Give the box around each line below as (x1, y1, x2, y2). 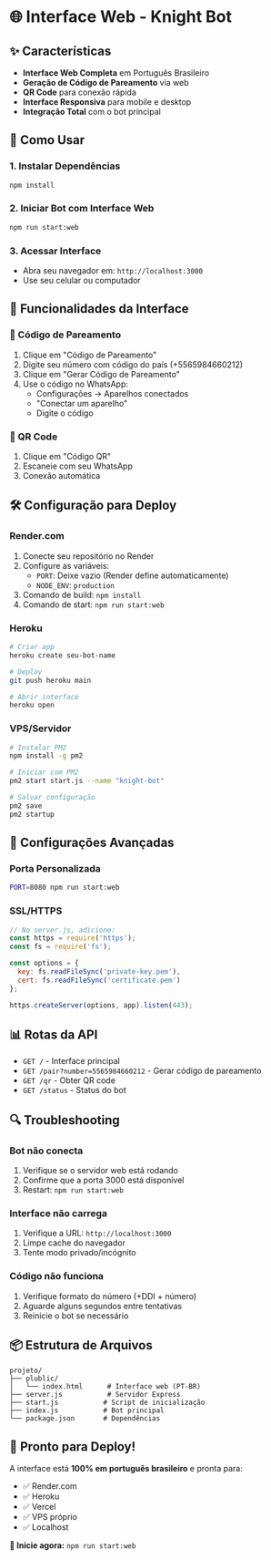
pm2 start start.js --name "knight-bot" (9, 777, 166, 786)
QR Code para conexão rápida (22, 87, 136, 98)
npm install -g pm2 (9, 751, 84, 760)
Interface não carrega (9, 1206, 107, 1219)
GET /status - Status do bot (22, 1085, 126, 1096)
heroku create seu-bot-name (9, 650, 116, 660)
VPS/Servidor (9, 722, 72, 735)
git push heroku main (9, 676, 92, 685)
